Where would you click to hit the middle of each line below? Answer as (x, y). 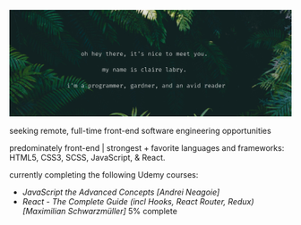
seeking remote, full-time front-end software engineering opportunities (140, 131)
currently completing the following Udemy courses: (104, 175)
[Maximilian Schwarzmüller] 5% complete (99, 212)
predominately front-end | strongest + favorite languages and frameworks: (147, 148)
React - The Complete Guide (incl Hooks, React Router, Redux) (138, 202)
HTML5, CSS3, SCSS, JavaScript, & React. (87, 158)
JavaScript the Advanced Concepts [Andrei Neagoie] (121, 192)
